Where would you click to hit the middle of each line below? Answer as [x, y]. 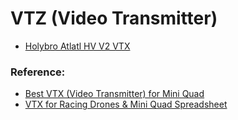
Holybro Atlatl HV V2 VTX [77, 46]
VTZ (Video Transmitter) [114, 18]
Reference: [38, 72]
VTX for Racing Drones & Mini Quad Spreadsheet [126, 104]
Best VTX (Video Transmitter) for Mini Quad [114, 94]
